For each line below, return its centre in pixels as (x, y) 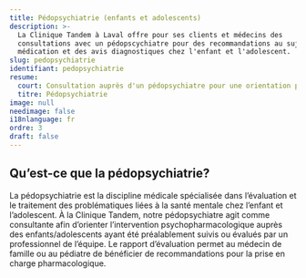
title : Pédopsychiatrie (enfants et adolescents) (106, 18)
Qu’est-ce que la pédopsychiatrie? (110, 174)
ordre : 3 (26, 129)
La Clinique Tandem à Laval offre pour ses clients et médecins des (150, 35)
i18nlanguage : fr (42, 119)
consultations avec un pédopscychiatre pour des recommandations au (150, 43)
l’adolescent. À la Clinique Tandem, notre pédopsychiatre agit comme (140, 214)
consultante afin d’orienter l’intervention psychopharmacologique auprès (146, 224)
